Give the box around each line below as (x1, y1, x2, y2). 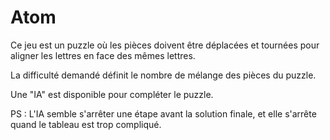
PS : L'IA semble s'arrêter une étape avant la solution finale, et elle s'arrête (10, 107, 317, 120)
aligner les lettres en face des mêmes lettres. (10, 49, 196, 61)
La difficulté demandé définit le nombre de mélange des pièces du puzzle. (10, 69, 317, 81)
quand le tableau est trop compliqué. (10, 118, 162, 130)
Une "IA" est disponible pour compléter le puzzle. (10, 88, 214, 100)
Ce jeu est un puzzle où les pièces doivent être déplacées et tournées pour (10, 39, 320, 51)
